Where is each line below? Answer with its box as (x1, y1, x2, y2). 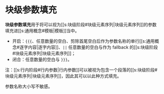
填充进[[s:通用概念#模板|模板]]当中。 (5, 27, 80, 33)
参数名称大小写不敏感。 (5, 83, 53, 89)
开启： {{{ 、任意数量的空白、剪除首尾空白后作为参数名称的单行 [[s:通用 (12, 38, 155, 44)
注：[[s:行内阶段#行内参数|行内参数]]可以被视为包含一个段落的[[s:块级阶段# (5, 67, 158, 72)
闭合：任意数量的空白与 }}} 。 (12, 56, 72, 62)
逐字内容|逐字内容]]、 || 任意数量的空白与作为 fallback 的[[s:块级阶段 (19, 44, 158, 50)
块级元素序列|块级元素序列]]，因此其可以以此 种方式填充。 (5, 73, 122, 79)
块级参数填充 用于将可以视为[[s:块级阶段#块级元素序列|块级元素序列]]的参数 (5, 22, 157, 27)
